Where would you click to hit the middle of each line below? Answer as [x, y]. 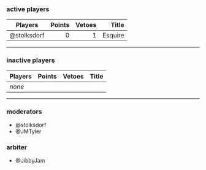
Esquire [113, 36]
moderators [24, 111]
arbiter [17, 147]
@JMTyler [28, 131]
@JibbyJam [30, 161]
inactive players [31, 60]
